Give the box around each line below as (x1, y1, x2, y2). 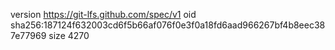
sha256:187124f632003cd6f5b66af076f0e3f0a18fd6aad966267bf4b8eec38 (10, 19, 326, 31)
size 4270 (48, 30, 90, 41)
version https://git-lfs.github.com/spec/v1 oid (10, 9, 197, 20)
